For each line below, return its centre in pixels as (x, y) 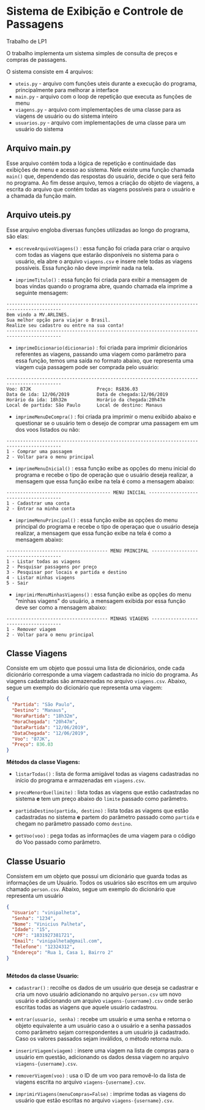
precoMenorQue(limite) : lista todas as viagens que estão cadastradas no (107, 792)
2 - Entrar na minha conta (41, 508)
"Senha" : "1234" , (34, 918)
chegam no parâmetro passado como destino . (74, 824)
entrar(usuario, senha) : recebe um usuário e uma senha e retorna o (103, 1019)
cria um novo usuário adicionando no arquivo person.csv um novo (98, 994)
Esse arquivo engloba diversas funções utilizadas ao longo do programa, (98, 230)
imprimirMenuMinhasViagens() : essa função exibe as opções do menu (103, 594)
